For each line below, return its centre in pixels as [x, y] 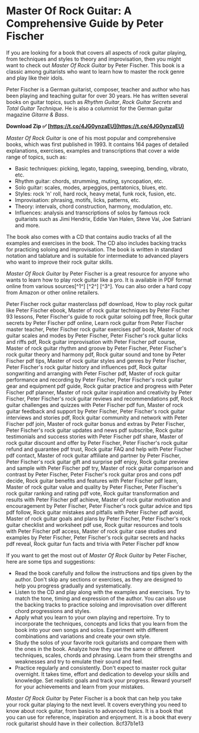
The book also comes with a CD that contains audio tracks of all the [89, 236]
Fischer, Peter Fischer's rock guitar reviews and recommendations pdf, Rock [99, 399]
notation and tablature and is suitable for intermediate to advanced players [97, 255]
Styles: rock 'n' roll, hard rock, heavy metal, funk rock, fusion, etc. [95, 194]
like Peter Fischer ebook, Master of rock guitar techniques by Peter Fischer [98, 310]
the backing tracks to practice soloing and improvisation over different [101, 605]
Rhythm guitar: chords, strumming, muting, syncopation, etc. [89, 181]
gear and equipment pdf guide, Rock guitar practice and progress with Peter [99, 386]
